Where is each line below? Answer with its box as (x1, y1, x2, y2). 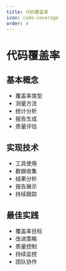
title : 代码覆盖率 (6, 9, 49, 15)
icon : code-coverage (6, 15, 59, 21)
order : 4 (6, 20, 29, 26)
